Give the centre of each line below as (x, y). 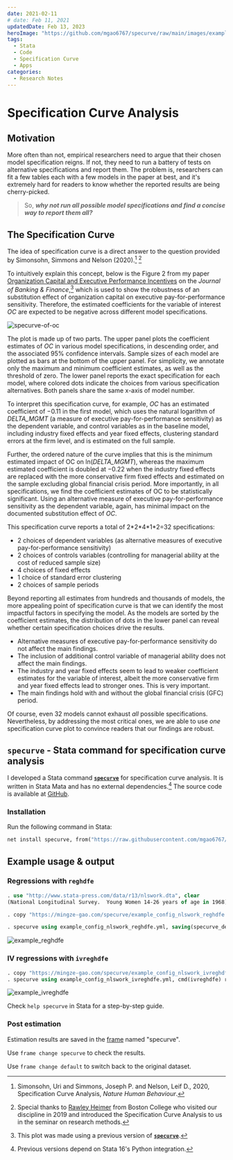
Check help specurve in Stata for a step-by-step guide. (86, 1006)
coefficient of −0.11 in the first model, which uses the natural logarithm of (111, 411)
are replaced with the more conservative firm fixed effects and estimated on (116, 476)
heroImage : (23, 33)
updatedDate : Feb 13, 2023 (46, 26)
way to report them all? (58, 213)
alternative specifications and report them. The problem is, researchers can (115, 170)
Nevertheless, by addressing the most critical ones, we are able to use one (114, 721)
